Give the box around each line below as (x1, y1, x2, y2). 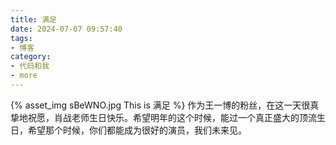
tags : (10, 33, 33, 43)
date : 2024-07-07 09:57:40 (10, 24, 123, 34)
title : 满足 (10, 14, 57, 25)
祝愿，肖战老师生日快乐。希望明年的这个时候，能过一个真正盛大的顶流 (27, 111, 317, 123)
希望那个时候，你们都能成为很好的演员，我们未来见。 (27, 124, 247, 136)
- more (10, 71, 38, 81)
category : (10, 52, 52, 62)
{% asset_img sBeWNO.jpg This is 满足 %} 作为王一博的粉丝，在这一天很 (10, 99, 311, 111)
